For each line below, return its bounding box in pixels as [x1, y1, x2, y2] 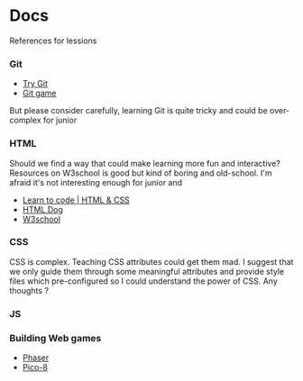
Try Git [22, 78, 48, 89]
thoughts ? [9, 285, 50, 295]
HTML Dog [22, 204, 63, 214]
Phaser [22, 352, 50, 363]
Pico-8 [22, 362, 48, 373]
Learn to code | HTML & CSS [22, 195, 131, 205]
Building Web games [9, 331, 102, 344]
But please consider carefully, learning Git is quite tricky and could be [9, 105, 268, 116]
